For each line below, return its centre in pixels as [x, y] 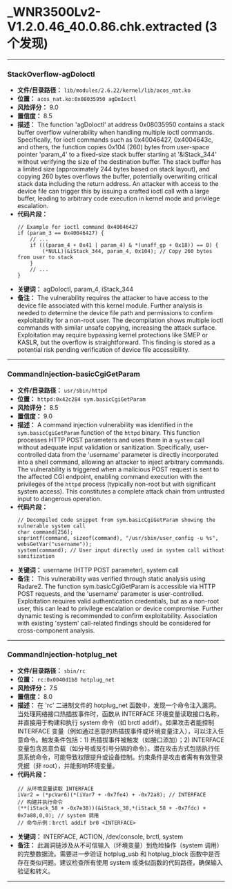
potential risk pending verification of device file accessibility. [103, 350]
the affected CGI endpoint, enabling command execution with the [110, 476]
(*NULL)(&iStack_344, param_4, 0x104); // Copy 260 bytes [127, 252]
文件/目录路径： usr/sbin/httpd [62, 390]
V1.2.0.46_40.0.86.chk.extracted [105, 27]
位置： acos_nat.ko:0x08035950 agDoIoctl [77, 99]
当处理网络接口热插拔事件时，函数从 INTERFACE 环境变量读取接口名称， [120, 713]
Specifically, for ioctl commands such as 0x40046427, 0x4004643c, [115, 140]
